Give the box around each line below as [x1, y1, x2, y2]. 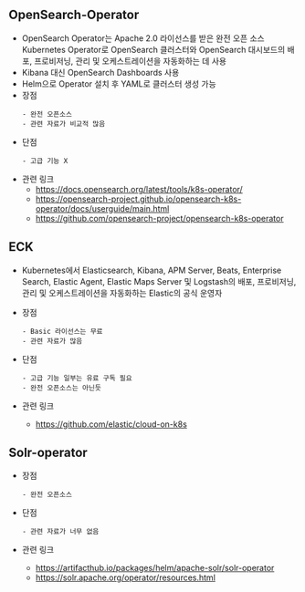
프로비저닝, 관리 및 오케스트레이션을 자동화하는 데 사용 [34, 55, 227, 67]
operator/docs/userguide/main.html [35, 203, 170, 213]
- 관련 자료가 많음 [21, 337, 83, 346]
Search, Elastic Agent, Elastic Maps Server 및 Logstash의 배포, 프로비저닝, [21, 275, 297, 286]
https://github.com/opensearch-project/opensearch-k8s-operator [35, 213, 284, 223]
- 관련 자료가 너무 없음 [21, 527, 100, 536]
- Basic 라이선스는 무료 [21, 327, 103, 336]
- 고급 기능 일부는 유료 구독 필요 [21, 373, 133, 382]
